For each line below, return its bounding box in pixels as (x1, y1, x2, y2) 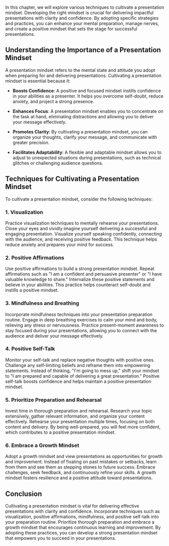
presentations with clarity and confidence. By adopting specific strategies (5, 15, 159, 21)
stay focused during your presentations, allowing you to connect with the (5, 327, 157, 333)
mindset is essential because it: (5, 78, 71, 84)
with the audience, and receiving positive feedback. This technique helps (5, 236, 157, 242)
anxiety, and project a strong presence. (12, 98, 94, 104)
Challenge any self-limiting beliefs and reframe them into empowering (5, 362, 150, 368)
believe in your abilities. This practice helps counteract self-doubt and (5, 282, 151, 288)
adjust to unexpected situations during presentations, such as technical (12, 154, 161, 161)
